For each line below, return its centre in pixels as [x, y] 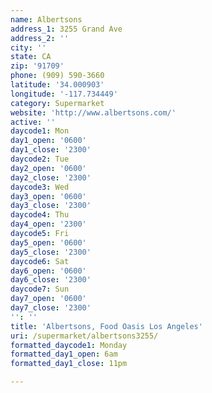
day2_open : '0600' [48, 168]
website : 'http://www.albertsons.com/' [93, 112]
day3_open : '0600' [48, 196]
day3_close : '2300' [51, 206]
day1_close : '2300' [51, 150]
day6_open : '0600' [48, 271]
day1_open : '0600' [48, 141]
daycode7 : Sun [40, 289]
